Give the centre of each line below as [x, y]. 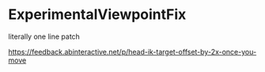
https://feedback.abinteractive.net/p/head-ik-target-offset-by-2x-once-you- [132, 51]
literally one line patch [44, 36]
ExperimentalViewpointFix [97, 15]
